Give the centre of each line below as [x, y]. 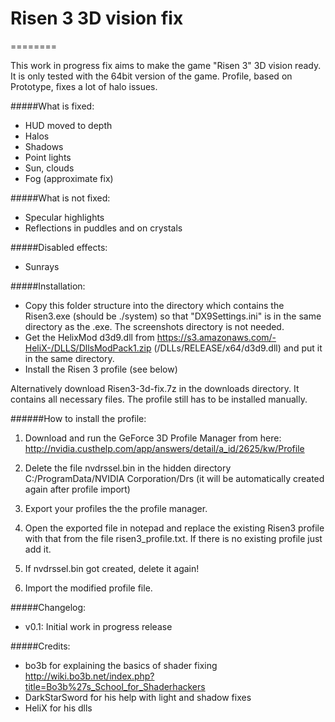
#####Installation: [48, 286]
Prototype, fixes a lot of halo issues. [84, 86]
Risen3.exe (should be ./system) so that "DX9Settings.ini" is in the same [173, 316]
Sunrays [42, 266]
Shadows [44, 146]
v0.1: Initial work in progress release [98, 626]
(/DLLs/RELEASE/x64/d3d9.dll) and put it [238, 348]
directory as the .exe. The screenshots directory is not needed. [154, 326]
